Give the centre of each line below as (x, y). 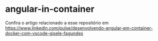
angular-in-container (50, 9)
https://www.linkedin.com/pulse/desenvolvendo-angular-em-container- (79, 28)
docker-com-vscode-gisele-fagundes (44, 33)
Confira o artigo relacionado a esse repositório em (57, 23)
